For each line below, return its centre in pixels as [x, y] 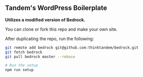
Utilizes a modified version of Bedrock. [45, 19]
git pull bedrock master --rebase [40, 57]
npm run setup [20, 70]
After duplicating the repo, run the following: [50, 38]
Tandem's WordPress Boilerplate [56, 8]
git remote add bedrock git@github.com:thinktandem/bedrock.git [72, 48]
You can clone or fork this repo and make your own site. [61, 29]
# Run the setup [21, 65]
